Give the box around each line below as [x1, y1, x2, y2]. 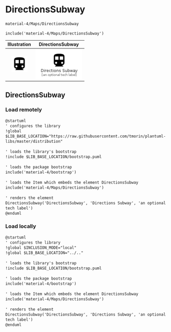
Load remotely [5, 106, 42, 113]
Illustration [7, 41, 32, 47]
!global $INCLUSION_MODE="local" [5, 245, 77, 250]
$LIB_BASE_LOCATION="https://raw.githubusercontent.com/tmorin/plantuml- [5, 134, 166, 139]
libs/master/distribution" [5, 139, 63, 144]
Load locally [5, 223, 36, 230]
